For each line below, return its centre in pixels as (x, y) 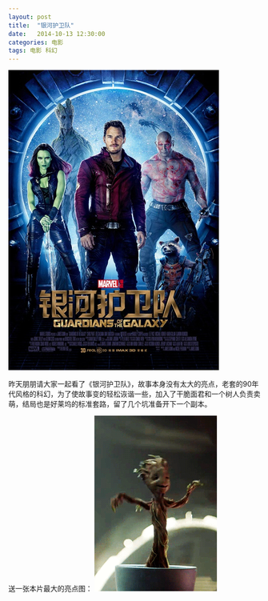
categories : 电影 (36, 42)
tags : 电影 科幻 (33, 51)
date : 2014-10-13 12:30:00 (57, 34)
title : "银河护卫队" (41, 25)
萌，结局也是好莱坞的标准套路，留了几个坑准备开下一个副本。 (110, 404)
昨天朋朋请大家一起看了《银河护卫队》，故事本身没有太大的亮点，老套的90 (130, 384)
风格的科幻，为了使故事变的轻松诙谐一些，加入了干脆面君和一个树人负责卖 (138, 394)
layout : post (30, 17)
